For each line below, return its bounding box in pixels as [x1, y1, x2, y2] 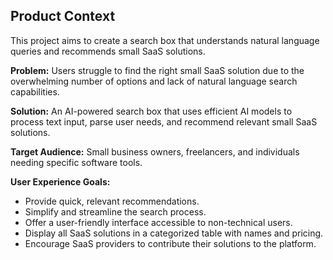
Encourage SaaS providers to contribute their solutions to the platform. [24, 237, 317, 249]
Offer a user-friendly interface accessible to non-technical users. [24, 216, 293, 228]
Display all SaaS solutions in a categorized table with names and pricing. [24, 227, 324, 239]
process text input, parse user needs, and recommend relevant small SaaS [10, 115, 318, 128]
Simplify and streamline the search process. [24, 205, 207, 218]
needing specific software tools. [10, 156, 143, 168]
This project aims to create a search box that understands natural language [10, 34, 320, 46]
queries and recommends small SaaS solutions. [10, 45, 206, 57]
